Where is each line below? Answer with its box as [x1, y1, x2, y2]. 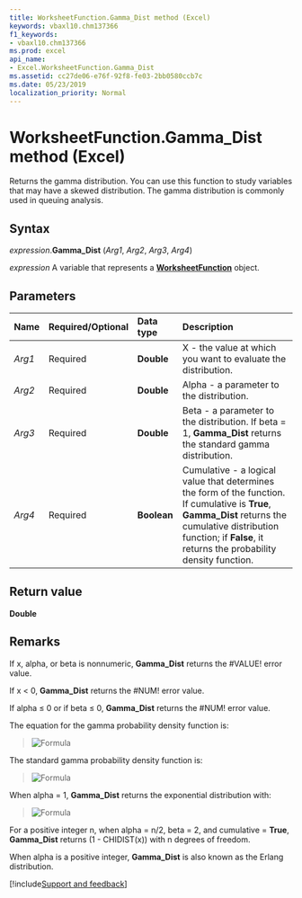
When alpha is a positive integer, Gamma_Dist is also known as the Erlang [9, 851, 284, 862]
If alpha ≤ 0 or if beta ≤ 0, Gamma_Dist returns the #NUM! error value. [9, 702, 271, 713]
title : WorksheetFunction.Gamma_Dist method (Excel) [9, 13, 211, 22]
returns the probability [182, 543, 277, 556]
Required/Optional [48, 321, 129, 333]
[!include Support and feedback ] [9, 878, 128, 889]
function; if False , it [182, 531, 263, 544]
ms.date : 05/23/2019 [9, 80, 87, 89]
